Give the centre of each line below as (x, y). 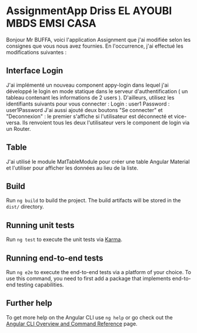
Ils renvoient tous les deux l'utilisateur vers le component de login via (106, 123)
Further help (29, 303)
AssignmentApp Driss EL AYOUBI (89, 11)
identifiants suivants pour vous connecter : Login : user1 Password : (88, 104)
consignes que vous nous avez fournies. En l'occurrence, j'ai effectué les (95, 46)
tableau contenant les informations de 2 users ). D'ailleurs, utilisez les (90, 97)
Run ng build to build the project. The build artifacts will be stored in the (94, 200)
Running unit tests (40, 225)
